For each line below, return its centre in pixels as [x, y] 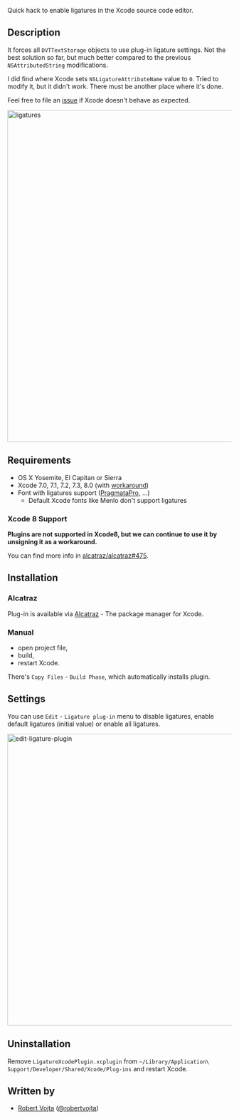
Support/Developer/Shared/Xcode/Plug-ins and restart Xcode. [98, 1068]
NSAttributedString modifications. [58, 65]
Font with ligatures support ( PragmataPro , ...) [84, 493]
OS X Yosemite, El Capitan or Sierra [70, 477]
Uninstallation [39, 1044]
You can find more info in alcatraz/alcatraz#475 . [78, 556]
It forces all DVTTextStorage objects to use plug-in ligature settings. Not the [117, 50]
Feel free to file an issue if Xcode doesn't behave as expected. [99, 100]
